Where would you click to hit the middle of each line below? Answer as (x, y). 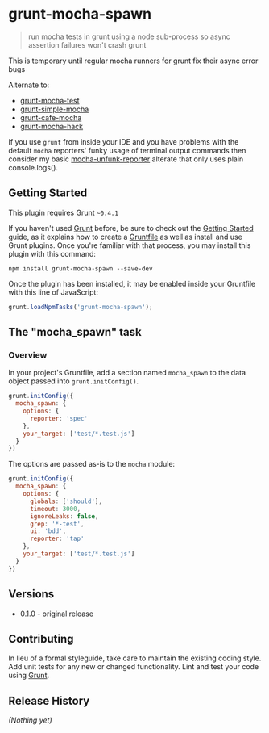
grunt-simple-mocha (54, 109)
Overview (28, 354)
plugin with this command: (52, 253)
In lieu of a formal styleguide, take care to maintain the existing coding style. (135, 658)
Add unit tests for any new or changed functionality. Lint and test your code (134, 667)
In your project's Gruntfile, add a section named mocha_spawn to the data (127, 373)
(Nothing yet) (30, 720)
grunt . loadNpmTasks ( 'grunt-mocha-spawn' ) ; (81, 307)
